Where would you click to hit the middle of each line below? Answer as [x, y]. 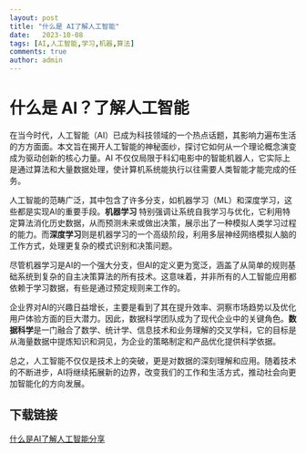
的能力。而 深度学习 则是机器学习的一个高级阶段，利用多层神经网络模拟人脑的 [153, 234]
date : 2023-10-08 [46, 35]
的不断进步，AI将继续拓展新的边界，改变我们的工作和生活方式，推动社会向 [149, 372]
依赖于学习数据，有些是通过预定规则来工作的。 [97, 287]
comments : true [38, 52]
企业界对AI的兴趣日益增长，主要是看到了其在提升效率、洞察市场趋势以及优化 [153, 307]
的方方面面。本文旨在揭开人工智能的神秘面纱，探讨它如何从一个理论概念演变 [153, 146]
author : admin [36, 60]
